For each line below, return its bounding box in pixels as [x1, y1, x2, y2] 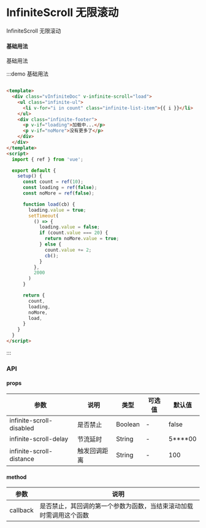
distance [9, 455, 35, 464]
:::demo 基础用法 [6, 70, 49, 77]
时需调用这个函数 [39, 511, 89, 519]
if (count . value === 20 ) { [39, 230, 109, 236]
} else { [39, 241, 62, 247]
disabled [9, 424, 34, 433]
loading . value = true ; [28, 207, 86, 213]
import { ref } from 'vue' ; [12, 156, 84, 163]
